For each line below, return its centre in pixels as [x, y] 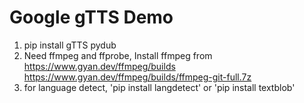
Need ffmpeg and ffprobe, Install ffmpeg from [118, 55]
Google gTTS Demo [91, 17]
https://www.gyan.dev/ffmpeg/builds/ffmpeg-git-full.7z [137, 77]
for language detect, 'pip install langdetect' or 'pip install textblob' [159, 87]
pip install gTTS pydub [70, 45]
